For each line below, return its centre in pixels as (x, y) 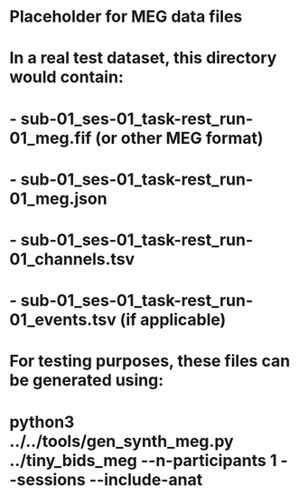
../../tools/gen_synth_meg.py (121, 441)
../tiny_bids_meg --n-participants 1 (143, 460)
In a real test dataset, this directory (143, 58)
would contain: (66, 77)
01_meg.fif (51, 138)
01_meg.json (58, 199)
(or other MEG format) (179, 138)
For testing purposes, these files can (150, 362)
